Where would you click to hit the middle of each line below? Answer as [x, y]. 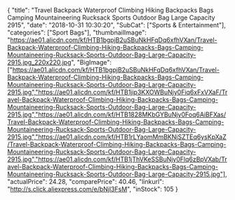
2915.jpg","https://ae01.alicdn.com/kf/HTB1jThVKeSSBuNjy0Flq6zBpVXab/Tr [117, 159]
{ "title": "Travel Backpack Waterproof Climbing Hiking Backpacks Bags [110, 10]
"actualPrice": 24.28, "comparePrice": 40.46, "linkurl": [86, 181]
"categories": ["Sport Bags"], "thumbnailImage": [77, 32]
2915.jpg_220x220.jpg [39, 62]
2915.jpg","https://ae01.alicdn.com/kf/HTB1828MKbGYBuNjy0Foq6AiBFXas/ [117, 114]
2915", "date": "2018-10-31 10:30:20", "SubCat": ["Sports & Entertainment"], [116, 25]
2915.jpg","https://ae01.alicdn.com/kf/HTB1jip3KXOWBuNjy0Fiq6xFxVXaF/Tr [117, 92]
